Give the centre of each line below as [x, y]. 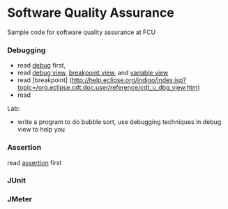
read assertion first [35, 162]
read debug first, [41, 65]
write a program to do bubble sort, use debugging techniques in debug [119, 122]
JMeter [20, 199]
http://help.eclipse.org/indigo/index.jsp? [129, 80]
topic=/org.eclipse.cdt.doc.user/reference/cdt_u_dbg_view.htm [107, 88]
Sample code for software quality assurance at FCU [82, 32]
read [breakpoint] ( [44, 80]
